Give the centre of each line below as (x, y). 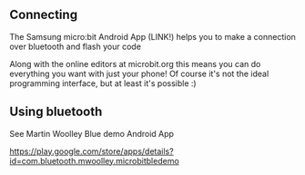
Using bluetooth (56, 112)
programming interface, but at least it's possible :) (103, 83)
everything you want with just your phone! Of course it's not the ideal (139, 73)
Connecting (44, 15)
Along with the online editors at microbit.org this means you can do (135, 63)
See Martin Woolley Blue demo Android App (92, 133)
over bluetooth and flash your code (75, 46)
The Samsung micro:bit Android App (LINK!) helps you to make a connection (152, 36)
